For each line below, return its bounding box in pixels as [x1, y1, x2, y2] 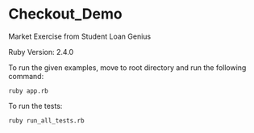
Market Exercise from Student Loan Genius [8, 31, 152, 41]
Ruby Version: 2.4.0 [8, 47, 74, 56]
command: [8, 71, 44, 81]
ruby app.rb [8, 86, 48, 95]
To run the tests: [8, 101, 63, 110]
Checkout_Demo [8, 5, 123, 23]
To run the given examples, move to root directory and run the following [8, 62, 247, 73]
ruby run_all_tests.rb [8, 116, 85, 125]
